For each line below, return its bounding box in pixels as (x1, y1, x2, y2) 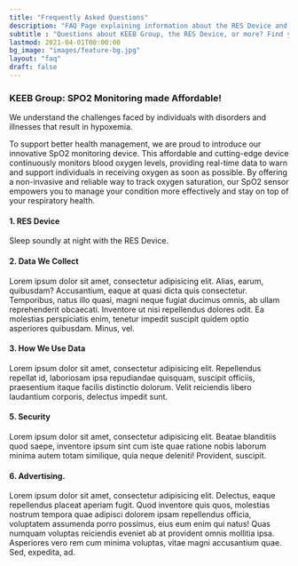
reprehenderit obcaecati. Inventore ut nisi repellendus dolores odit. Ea (9, 304, 264, 315)
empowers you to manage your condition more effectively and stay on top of (9, 186, 289, 196)
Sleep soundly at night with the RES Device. (9, 235, 169, 246)
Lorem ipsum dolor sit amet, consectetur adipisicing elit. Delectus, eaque (9, 490, 276, 501)
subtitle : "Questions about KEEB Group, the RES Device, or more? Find (9, 29, 284, 38)
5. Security (9, 411, 51, 422)
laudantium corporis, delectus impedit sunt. (9, 391, 169, 402)
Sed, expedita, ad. (9, 547, 75, 558)
